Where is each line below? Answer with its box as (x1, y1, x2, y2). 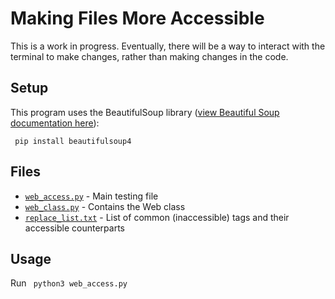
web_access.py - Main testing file (24, 190, 159, 202)
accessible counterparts (24, 222, 125, 234)
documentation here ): (10, 117, 100, 129)
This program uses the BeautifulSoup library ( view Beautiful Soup (10, 106, 280, 118)
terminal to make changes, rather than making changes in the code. (10, 50, 289, 62)
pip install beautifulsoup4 (14, 136, 132, 146)
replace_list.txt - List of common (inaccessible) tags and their (24, 211, 290, 223)
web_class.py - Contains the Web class (24, 200, 186, 212)
